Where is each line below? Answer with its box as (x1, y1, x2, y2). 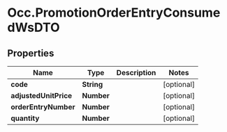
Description (116, 68, 156, 77)
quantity (10, 113, 40, 123)
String (82, 80, 103, 89)
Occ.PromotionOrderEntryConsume (7, 5, 221, 21)
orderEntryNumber (10, 102, 75, 112)
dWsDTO (7, 19, 61, 35)
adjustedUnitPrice (10, 91, 73, 100)
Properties (7, 47, 54, 59)
